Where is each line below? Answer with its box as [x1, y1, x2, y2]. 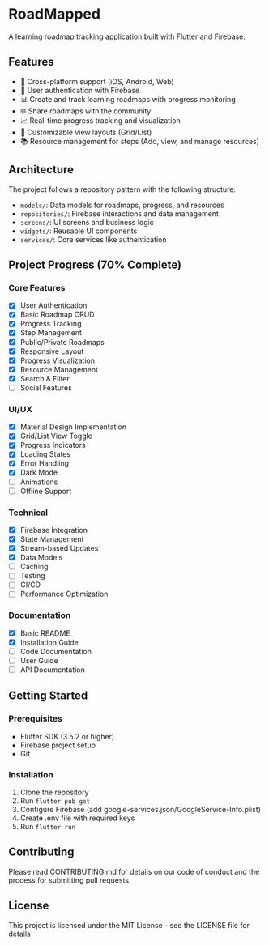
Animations [19, 477, 58, 487]
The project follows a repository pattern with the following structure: [8, 184, 237, 194]
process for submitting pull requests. [8, 875, 131, 885]
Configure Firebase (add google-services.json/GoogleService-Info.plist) [19, 805, 262, 815]
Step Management [19, 328, 83, 338]
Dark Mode [19, 467, 58, 478]
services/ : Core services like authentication [19, 234, 168, 244]
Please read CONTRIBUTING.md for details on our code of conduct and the [8, 866, 260, 876]
